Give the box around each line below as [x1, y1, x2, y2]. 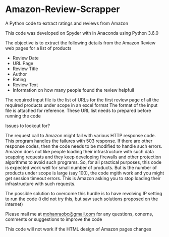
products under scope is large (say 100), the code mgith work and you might [5, 170, 164, 176]
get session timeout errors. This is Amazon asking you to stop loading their [5, 175, 161, 181]
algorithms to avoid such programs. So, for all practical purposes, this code [5, 159, 162, 165]
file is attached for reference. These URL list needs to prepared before [5, 107, 151, 113]
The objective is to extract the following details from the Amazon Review [5, 39, 156, 46]
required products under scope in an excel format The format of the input [5, 102, 158, 108]
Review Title [12, 66, 38, 72]
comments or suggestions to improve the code [5, 216, 102, 222]
